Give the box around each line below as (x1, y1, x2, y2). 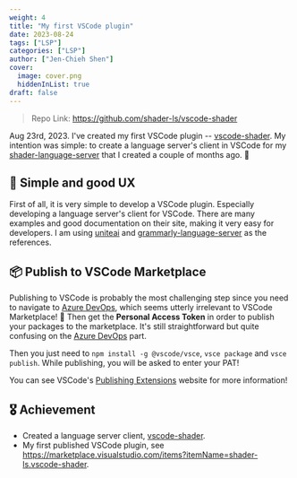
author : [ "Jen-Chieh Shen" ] (9, 55, 115, 64)
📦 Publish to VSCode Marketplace (9, 264, 207, 279)
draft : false (9, 88, 58, 97)
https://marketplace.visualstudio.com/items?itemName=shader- (21, 449, 259, 460)
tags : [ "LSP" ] (9, 38, 63, 48)
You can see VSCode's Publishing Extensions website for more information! (9, 375, 288, 386)
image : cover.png (17, 72, 82, 81)
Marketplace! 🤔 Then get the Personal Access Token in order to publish (9, 311, 275, 323)
